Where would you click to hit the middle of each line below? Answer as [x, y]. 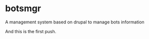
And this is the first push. [31, 31]
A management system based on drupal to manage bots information [75, 22]
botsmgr [23, 9]
